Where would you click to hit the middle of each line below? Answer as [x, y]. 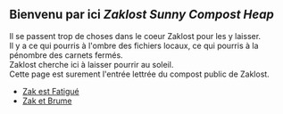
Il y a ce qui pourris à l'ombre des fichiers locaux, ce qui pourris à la [134, 45]
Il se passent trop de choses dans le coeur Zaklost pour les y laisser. [135, 36]
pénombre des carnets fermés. [66, 55]
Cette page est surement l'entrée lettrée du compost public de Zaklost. [139, 74]
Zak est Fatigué [50, 91]
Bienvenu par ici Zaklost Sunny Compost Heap [141, 15]
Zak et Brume [47, 101]
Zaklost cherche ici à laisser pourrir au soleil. [92, 64]
